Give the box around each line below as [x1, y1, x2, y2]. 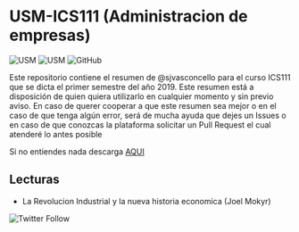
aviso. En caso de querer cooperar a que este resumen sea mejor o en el [9, 100, 277, 111]
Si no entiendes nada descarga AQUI [9, 145, 145, 157]
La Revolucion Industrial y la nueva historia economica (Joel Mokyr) [21, 195, 271, 206]
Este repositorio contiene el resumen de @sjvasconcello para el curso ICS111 [9, 71, 291, 82]
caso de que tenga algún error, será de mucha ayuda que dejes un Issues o [9, 110, 287, 120]
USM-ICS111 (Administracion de [9, 6, 248, 27]
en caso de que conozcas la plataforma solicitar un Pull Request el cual [9, 119, 271, 130]
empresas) [9, 25, 91, 46]
